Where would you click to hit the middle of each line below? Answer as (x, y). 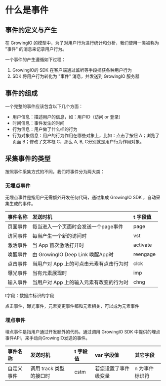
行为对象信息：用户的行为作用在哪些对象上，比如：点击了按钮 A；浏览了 (86, 135)
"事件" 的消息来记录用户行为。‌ (36, 49)
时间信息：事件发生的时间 (38, 123)
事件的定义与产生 (31, 30)
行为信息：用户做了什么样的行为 (45, 129)
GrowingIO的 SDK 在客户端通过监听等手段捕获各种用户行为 (72, 70)
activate (143, 245)
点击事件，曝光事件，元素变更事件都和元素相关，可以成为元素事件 (72, 306)
